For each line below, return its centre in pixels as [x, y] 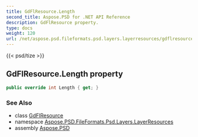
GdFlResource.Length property [65, 74]
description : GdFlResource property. [52, 22]
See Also [19, 102]
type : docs [19, 28]
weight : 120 [21, 34]
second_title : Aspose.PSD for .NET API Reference [68, 17]
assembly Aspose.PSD [42, 128]
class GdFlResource [39, 115]
